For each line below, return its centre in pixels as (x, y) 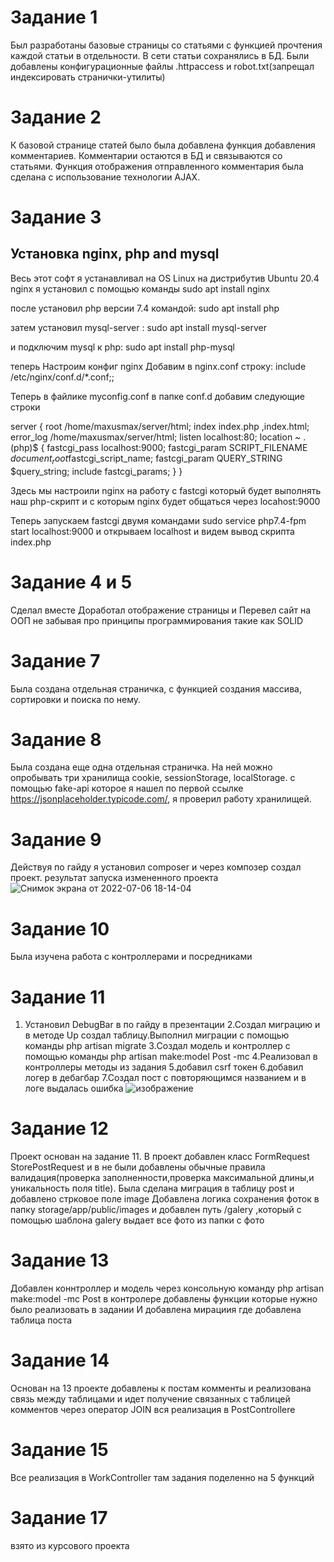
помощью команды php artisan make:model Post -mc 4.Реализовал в (171, 1057)
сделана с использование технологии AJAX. (105, 177)
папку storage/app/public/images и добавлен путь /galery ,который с (156, 1210)
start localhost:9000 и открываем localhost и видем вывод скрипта (152, 531)
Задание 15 (59, 1450)
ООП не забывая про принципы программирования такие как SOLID (157, 620)
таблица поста (41, 1320)
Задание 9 (56, 839)
